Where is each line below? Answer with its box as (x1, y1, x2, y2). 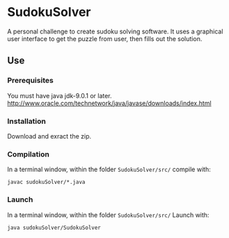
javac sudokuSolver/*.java (7, 179, 86, 186)
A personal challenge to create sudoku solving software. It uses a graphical (7, 27, 223, 35)
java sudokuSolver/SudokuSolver (7, 224, 101, 231)
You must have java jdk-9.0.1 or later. (7, 91, 113, 100)
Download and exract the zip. (7, 132, 92, 140)
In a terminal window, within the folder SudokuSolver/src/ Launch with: (7, 210, 210, 219)
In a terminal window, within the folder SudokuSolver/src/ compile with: (7, 165, 211, 174)
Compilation (7, 149, 50, 159)
